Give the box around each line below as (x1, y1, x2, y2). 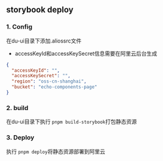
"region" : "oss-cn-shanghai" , (11, 78, 87, 84)
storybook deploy (6, 5, 73, 15)
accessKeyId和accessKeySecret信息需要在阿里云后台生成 (14, 50, 157, 57)
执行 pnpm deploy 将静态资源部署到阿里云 (6, 148, 106, 155)
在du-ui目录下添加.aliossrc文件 (6, 37, 82, 44)
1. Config (6, 23, 33, 31)
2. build (6, 104, 29, 112)
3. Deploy (6, 133, 35, 142)
